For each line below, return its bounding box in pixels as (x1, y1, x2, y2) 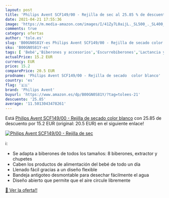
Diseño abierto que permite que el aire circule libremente (12, 177, 131, 183)
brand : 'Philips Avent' (5, 87, 55, 92)
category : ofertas (5, 31, 44, 36)
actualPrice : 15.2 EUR (5, 54, 53, 60)
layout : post (5, 7, 33, 13)
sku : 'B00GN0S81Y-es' (5, 45, 51, 50)
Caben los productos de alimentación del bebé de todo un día (12, 161, 141, 167)
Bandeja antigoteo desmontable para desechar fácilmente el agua (12, 172, 149, 178)
